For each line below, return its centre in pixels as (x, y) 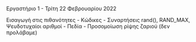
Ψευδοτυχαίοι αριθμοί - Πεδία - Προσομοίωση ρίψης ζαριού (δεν (88, 26)
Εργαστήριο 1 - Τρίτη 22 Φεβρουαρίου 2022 (61, 9)
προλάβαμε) (22, 33)
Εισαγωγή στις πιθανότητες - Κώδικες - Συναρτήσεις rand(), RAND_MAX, (98, 20)
